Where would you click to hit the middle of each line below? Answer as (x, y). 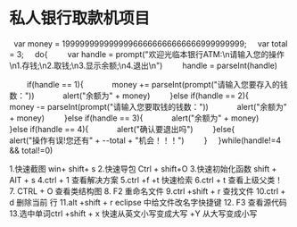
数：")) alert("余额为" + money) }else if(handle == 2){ (129, 96)
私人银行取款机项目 (80, 18)
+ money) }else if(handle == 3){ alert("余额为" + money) (134, 118)
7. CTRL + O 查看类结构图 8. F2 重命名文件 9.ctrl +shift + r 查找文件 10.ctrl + (148, 191)
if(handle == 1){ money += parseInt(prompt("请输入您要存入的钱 (157, 84)
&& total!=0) (31, 150)
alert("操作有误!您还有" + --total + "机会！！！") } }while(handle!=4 (145, 140)
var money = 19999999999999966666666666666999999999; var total (150, 43)
